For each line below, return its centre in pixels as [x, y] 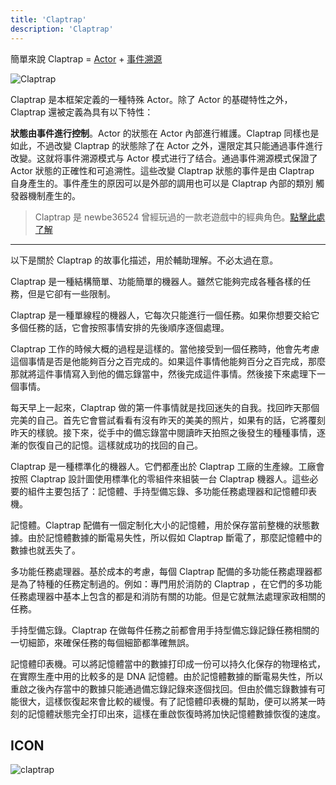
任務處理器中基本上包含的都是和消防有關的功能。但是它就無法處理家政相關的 [168, 596]
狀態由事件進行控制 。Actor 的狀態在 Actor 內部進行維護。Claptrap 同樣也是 [165, 133]
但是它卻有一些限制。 [71, 293]
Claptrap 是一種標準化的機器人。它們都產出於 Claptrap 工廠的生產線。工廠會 [167, 466]
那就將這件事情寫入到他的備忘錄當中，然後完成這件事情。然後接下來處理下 [163, 373]
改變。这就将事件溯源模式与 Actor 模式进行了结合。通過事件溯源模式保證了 [164, 158]
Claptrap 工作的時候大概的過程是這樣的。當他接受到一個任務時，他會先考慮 [165, 348]
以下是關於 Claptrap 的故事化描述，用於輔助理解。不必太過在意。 [144, 260]
